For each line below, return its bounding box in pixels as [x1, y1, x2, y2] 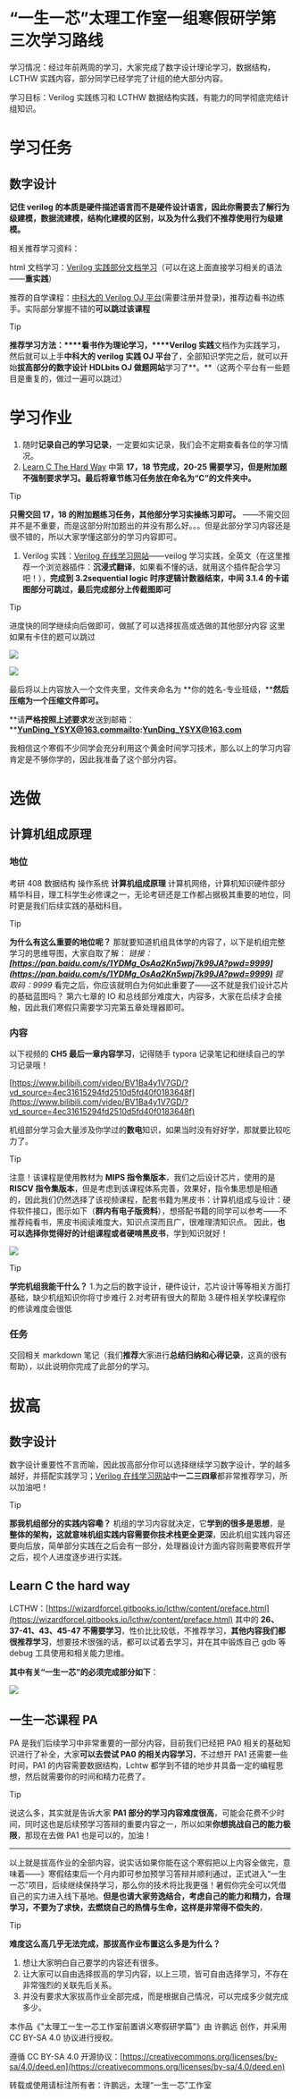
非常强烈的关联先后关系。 [21, 1979, 117, 1990]
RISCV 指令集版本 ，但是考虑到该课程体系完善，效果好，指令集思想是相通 [9, 1183, 279, 1194]
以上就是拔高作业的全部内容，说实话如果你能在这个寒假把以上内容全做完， [9, 1857, 283, 1867]
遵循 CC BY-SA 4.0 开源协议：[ [9, 2051, 123, 2061]
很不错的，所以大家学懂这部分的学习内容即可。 [9, 531, 181, 542]
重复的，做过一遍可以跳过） [24, 373, 127, 384]
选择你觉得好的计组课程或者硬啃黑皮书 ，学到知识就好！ [24, 1228, 229, 1239]
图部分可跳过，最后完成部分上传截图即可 [21, 583, 171, 595]
